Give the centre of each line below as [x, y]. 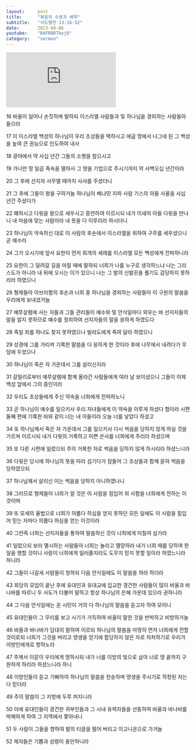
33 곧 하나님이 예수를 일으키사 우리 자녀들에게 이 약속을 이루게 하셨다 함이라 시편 [98, 409]
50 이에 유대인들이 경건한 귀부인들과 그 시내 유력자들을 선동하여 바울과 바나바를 [97, 709]
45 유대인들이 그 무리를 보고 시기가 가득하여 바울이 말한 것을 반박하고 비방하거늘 [97, 617]
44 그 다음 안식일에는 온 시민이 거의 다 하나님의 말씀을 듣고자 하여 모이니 [89, 605]
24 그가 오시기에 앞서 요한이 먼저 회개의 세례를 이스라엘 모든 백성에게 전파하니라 [97, 253]
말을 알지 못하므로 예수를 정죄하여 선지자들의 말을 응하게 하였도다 [80, 320]
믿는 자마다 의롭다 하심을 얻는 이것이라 [56, 521]
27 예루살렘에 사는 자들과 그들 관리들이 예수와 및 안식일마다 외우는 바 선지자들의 [97, 312]
